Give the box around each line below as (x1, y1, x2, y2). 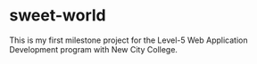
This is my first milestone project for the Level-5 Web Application (9, 35, 248, 45)
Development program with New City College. (9, 44, 178, 54)
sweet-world (9, 5, 107, 26)
